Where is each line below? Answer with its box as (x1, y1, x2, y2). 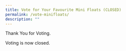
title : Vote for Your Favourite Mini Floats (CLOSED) (5, 7, 122, 12)
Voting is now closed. (5, 40, 50, 46)
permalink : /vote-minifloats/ (5, 12, 70, 17)
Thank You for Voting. (5, 30, 51, 36)
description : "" (5, 16, 40, 21)
